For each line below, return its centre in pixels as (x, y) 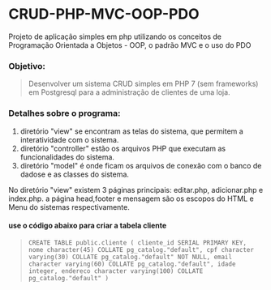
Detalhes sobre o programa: (65, 113)
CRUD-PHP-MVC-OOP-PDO (104, 14)
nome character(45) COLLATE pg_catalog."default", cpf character (141, 249)
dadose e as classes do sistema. (75, 174)
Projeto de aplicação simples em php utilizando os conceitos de (115, 36)
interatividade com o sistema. (69, 139)
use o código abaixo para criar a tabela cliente (88, 226)
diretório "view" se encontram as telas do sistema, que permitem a (131, 131)
